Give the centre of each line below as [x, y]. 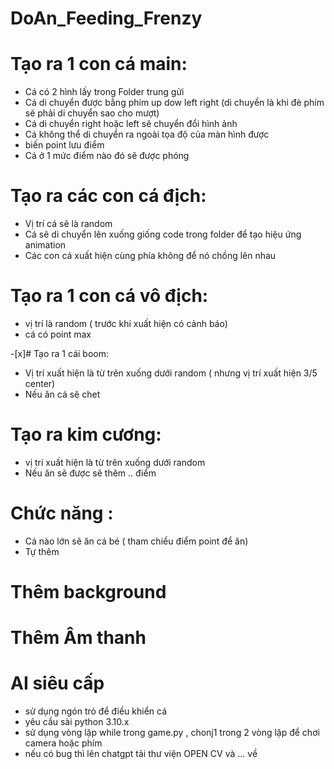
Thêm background [88, 592]
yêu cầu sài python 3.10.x [77, 722]
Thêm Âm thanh [78, 638]
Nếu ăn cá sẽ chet [62, 394]
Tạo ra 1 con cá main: [99, 64]
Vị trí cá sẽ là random [68, 224]
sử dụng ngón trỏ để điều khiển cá [96, 711]
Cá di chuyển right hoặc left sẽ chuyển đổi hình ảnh [131, 124]
